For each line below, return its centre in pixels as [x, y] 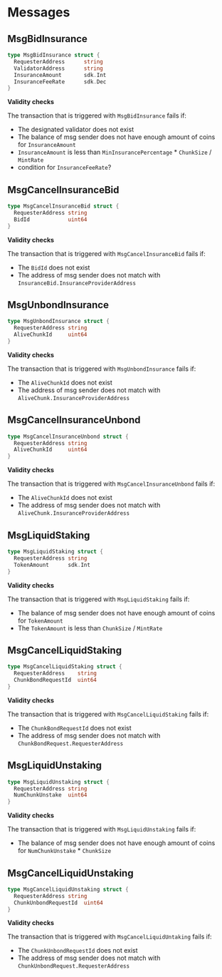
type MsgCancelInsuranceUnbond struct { [68, 436]
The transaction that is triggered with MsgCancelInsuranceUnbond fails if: [111, 484]
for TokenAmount [40, 620]
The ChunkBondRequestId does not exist [74, 727]
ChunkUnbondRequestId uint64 [58, 903]
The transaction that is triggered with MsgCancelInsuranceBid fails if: [107, 253]
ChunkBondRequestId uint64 [55, 680]
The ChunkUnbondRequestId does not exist [78, 951]
